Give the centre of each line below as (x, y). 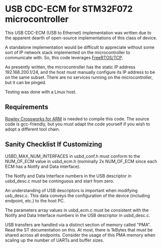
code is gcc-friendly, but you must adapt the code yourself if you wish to (78, 124)
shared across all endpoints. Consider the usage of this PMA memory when (80, 235)
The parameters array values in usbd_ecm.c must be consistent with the (77, 210)
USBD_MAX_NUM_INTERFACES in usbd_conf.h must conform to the (73, 156)
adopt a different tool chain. (33, 129)
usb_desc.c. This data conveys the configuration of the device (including (78, 196)
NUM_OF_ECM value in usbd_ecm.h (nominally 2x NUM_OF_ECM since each (81, 161)
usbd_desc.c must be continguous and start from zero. (60, 181)
